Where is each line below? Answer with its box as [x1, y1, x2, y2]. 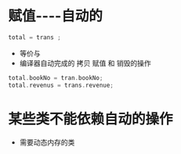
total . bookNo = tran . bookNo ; [8, 73, 103, 82]
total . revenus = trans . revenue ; [8, 81, 114, 89]
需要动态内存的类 [19, 138, 75, 147]
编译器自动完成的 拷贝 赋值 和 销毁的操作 [19, 58, 151, 67]
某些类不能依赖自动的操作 [8, 110, 174, 127]
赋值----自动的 [8, 7, 103, 25]
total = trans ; [8, 33, 61, 41]
